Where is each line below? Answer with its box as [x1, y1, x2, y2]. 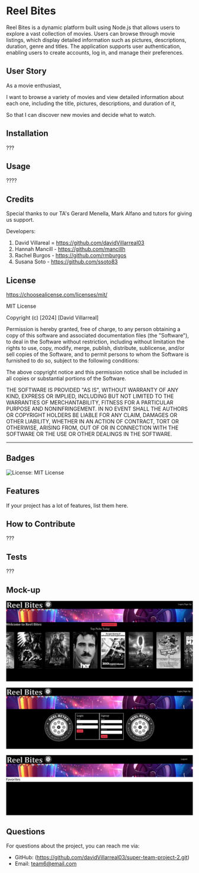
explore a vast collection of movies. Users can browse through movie [6, 30, 175, 37]
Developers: [6, 228, 36, 235]
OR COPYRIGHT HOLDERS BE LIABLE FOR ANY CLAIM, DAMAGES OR [6, 412, 178, 419]
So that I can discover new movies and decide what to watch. [6, 111, 156, 118]
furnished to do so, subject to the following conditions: [6, 357, 139, 364]
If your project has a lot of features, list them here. [6, 502, 129, 509]
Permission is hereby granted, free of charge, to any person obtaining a [6, 326, 181, 333]
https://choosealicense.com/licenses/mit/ [6, 291, 108, 298]
